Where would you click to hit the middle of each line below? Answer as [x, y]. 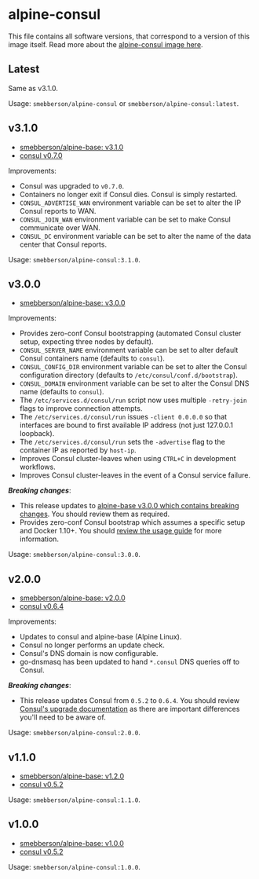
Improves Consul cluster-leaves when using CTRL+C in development [128, 459]
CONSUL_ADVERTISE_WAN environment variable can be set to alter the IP [130, 203]
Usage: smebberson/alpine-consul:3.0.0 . [75, 555]
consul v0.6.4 [42, 606]
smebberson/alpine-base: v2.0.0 [72, 598]
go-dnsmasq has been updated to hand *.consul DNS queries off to [129, 662]
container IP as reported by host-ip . [78, 450]
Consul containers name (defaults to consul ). [92, 358]
